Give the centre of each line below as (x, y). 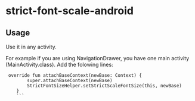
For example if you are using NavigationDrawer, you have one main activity (97, 58)
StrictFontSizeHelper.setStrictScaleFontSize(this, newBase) (105, 86)
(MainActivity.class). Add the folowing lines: (60, 64)
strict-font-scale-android (69, 11)
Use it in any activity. (31, 47)
